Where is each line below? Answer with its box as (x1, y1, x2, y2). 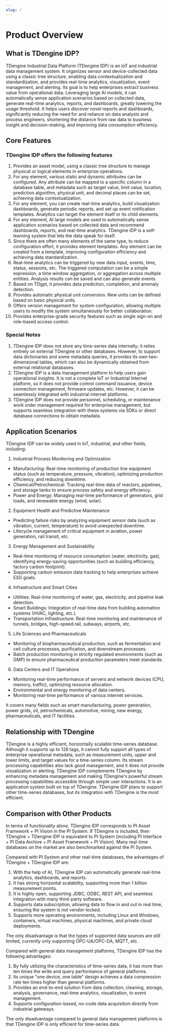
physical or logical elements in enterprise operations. (13, 168, 124, 174)
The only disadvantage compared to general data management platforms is (6, 1016, 162, 1022)
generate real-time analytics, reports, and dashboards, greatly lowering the (6, 100, 162, 106)
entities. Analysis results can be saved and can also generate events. (13, 276, 157, 282)
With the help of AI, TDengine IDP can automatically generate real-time (13, 869, 161, 875)
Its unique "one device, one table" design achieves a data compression (13, 974, 161, 980)
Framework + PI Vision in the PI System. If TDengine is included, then (6, 828, 150, 834)
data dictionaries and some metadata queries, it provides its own (13, 353, 148, 359)
